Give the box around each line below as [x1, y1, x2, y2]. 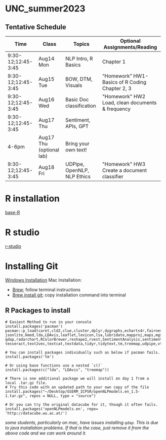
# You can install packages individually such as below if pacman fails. [5, 350, 161, 355]
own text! [65, 147, 87, 153]
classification [65, 102, 96, 109]
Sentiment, [65, 117, 90, 123]
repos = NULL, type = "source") [29, 393, 96, 398]
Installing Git [5, 261, 58, 272]
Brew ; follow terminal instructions [12, 287, 81, 293]
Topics [73, 41, 90, 47]
